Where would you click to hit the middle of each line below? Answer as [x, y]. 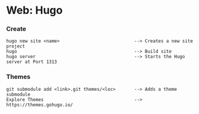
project [16, 46]
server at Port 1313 [32, 62]
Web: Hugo [35, 10]
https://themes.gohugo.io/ [40, 104]
